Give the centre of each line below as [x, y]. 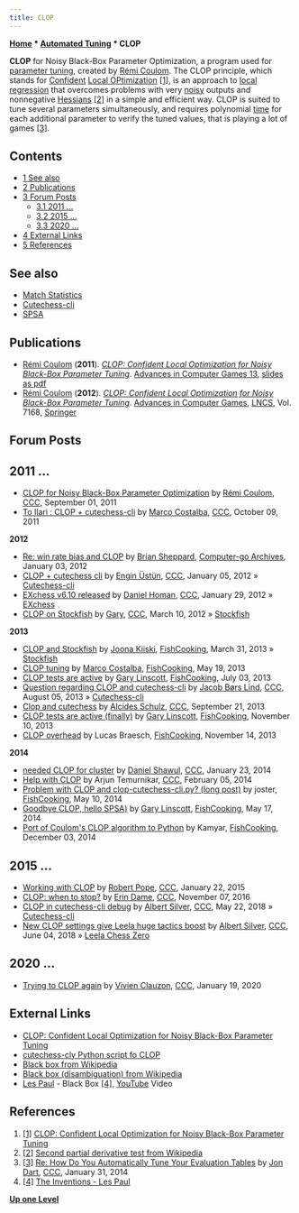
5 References [47, 245]
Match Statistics [52, 295]
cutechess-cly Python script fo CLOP [91, 1054]
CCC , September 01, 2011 [69, 502]
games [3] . [30, 128]
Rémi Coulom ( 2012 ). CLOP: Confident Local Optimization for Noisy [148, 393]
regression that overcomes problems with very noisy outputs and [130, 89]
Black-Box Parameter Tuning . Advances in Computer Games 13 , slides [153, 374]
